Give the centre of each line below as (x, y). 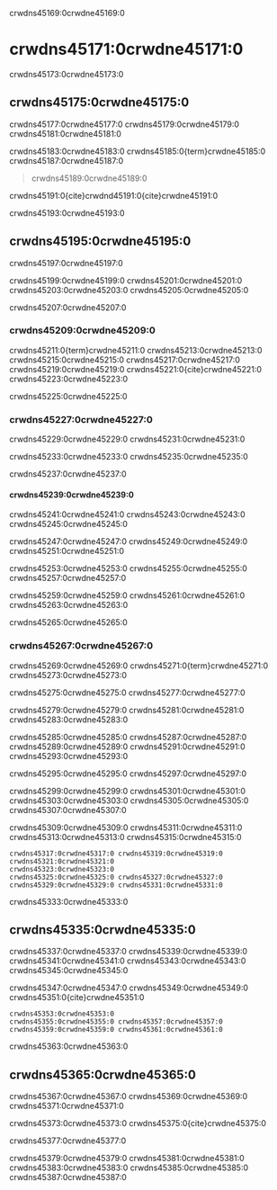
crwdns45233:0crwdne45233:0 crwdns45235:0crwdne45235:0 (129, 457)
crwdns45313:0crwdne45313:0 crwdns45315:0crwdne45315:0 (125, 837)
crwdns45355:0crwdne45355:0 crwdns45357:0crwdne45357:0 (116, 1022)
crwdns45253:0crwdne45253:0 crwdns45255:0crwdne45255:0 (128, 568)
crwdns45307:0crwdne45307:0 (68, 810)
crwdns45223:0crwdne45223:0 (69, 379)
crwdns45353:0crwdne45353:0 (62, 1014)
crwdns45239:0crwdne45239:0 (72, 495)
